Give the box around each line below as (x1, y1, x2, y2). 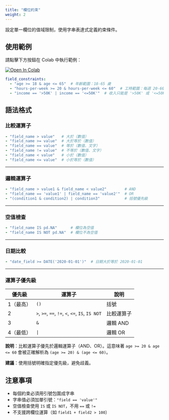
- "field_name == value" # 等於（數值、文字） (5, 143, 100, 148)
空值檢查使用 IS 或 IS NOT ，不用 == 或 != (12, 403, 96, 409)
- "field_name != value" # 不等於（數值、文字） (5, 148, 104, 153)
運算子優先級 (5, 277, 37, 284)
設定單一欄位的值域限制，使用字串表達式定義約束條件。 (5, 26, 120, 33)
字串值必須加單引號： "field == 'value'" (12, 397, 98, 402)
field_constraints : (5, 76, 46, 82)
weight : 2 (5, 12, 26, 17)
